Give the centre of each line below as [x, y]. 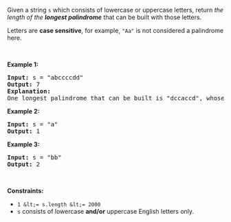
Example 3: [23, 144]
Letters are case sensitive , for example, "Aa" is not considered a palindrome [115, 31]
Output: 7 [23, 84]
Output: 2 [23, 164]
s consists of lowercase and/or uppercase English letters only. [106, 211]
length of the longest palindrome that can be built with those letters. [104, 17]
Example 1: [23, 64]
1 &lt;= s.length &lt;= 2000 [59, 205]
